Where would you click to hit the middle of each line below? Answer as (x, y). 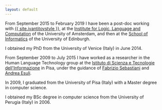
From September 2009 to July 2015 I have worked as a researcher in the (77, 57)
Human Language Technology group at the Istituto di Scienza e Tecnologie (80, 63)
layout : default (21, 9)
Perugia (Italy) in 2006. (28, 102)
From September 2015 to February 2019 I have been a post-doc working (77, 23)
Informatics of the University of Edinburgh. (48, 39)
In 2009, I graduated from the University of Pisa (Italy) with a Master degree (81, 82)
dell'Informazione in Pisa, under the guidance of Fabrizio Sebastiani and (77, 68)
